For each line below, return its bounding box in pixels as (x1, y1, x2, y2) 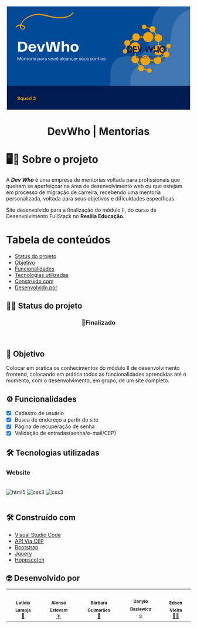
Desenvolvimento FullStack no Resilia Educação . (6, 212, 125, 219)
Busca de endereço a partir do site (14, 416, 98, 423)
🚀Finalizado (81, 319, 116, 327)
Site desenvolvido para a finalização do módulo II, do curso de (6, 206, 157, 213)
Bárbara (90, 600, 107, 606)
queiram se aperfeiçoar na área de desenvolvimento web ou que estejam (6, 182, 183, 189)
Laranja (15, 607, 31, 613)
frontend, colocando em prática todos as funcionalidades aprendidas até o (6, 371, 186, 378)
